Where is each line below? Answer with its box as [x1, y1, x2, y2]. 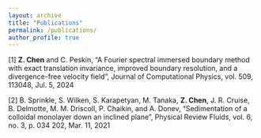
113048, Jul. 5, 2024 [8, 80, 74, 90]
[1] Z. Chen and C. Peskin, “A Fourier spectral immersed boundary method [8, 55, 251, 65]
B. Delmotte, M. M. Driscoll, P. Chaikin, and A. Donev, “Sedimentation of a [8, 104, 248, 114]
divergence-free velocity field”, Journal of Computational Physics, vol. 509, [8, 72, 253, 81]
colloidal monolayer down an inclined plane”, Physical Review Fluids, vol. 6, [8, 112, 253, 122]
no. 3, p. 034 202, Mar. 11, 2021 [8, 121, 111, 130]
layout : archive [8, 11, 62, 20]
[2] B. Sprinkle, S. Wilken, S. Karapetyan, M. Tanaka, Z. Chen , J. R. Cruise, [8, 95, 251, 105]
